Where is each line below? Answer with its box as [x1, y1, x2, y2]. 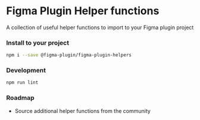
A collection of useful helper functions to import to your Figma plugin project [6, 24, 194, 31]
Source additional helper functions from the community [14, 107, 151, 114]
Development [6, 67, 46, 75]
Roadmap [6, 94, 35, 102]
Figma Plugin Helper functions [6, 4, 160, 18]
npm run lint [6, 80, 39, 86]
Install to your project [6, 39, 70, 47]
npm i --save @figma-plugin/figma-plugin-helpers [6, 52, 132, 58]
